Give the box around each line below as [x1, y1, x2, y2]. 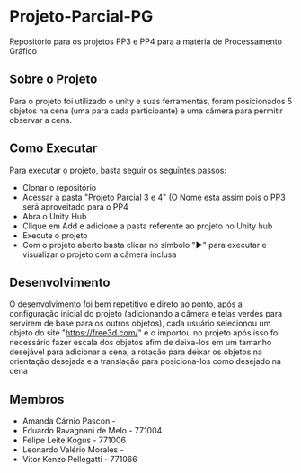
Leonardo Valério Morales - [22, 444, 124, 455]
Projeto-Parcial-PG [9, 6, 154, 27]
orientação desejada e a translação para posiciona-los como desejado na [9, 356, 281, 367]
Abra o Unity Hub [22, 210, 87, 221]
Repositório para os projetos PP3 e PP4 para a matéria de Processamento [9, 36, 283, 47]
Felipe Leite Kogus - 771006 [22, 434, 127, 446]
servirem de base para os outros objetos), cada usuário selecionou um [9, 317, 271, 329]
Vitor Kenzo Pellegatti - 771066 [22, 454, 137, 465]
